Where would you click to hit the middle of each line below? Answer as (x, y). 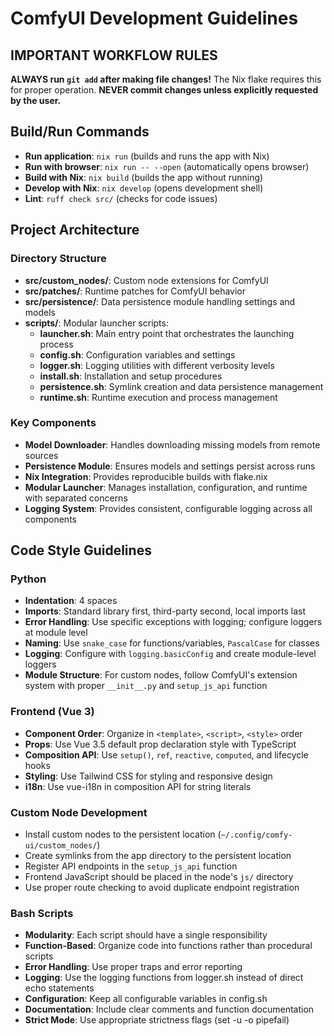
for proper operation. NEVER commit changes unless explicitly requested (164, 90)
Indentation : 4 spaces (71, 601)
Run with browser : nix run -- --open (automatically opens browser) (167, 166)
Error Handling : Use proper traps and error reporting (133, 967)
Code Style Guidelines (81, 550)
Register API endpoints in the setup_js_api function (131, 866)
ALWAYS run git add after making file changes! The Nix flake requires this (166, 79)
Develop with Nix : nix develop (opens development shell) (144, 188)
